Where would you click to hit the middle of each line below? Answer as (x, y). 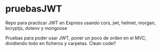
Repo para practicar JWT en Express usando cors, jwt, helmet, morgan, (80, 23)
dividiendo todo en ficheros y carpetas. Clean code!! (61, 43)
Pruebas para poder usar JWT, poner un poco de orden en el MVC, (76, 38)
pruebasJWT (34, 9)
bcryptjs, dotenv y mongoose (36, 28)
